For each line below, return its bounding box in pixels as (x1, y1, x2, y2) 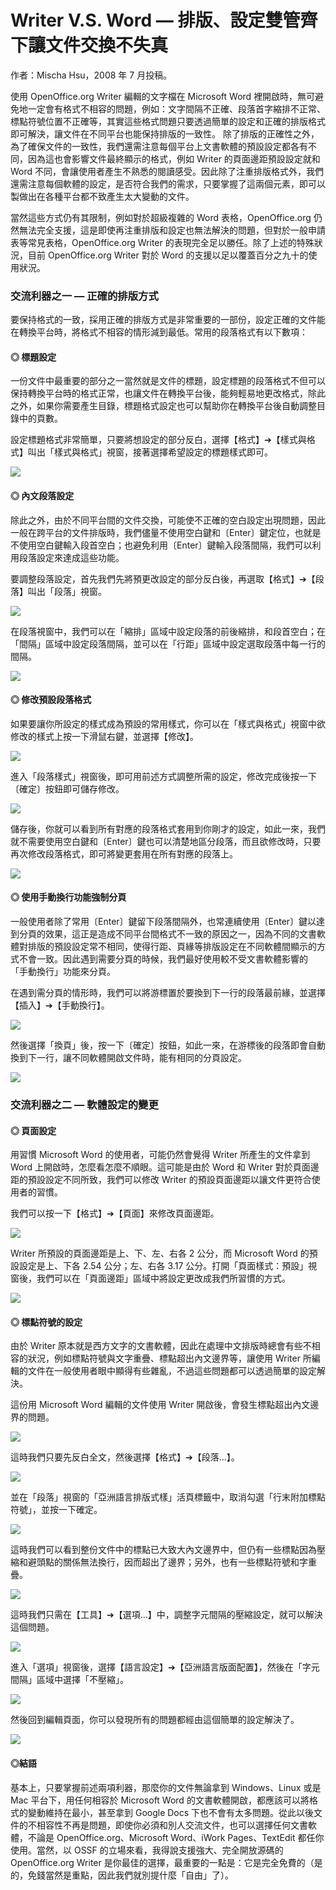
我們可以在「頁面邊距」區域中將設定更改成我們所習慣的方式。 (36, 1272, 291, 1285)
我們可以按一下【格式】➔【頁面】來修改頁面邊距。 (10, 1207, 220, 1220)
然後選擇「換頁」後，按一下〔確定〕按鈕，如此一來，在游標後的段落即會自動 (10, 1039, 326, 1051)
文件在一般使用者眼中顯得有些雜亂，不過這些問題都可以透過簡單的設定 (27, 1365, 317, 1377)
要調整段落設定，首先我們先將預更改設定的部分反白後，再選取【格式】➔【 (10, 572, 316, 585)
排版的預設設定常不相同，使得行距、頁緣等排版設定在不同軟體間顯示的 (27, 941, 317, 953)
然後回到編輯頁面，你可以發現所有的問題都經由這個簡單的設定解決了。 (10, 1714, 300, 1726)
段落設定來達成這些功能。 (18, 551, 125, 563)
